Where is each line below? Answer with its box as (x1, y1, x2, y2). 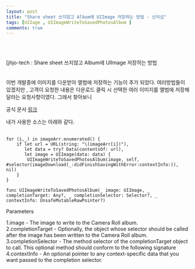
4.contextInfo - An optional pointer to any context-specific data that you (6, 250, 179, 257)
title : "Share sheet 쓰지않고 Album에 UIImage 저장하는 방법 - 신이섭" (6, 14, 167, 20)
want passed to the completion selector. (6, 257, 103, 264)
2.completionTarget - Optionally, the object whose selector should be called (6, 226, 189, 233)
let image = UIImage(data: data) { (24, 151, 111, 158)
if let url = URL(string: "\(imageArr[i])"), (16, 142, 130, 147)
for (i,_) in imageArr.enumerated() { (6, 136, 100, 142)
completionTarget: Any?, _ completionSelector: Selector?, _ (6, 192, 158, 199)
